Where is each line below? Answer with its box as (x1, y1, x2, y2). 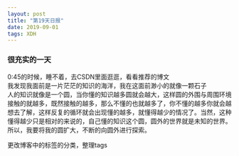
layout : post (7, 10, 46, 18)
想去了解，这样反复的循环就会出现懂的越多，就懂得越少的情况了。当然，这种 (7, 108, 232, 116)
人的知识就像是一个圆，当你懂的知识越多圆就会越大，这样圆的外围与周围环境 (7, 90, 232, 99)
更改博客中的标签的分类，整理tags (7, 140, 108, 149)
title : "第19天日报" (7, 17, 64, 24)
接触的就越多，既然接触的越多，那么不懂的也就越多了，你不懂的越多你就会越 (7, 99, 232, 107)
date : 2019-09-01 (7, 23, 59, 30)
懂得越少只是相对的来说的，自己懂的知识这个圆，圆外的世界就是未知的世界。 (7, 116, 232, 125)
